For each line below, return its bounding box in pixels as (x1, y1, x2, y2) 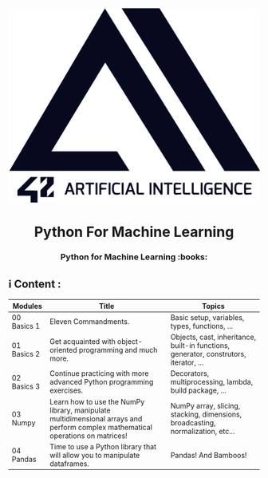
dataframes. (49, 459, 89, 468)
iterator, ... (170, 358, 204, 367)
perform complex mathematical (49, 422, 153, 432)
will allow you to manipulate (49, 450, 140, 460)
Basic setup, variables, (170, 312, 245, 322)
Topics (202, 301, 225, 310)
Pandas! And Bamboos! (170, 450, 247, 460)
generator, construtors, (170, 350, 246, 359)
